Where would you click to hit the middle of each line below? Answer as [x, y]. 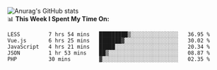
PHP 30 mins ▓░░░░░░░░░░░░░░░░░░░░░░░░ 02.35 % [109, 59]
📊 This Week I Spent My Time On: [58, 19]
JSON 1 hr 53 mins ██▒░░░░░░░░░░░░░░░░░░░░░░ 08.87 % [109, 53]
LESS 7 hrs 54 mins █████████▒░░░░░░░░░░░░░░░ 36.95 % [109, 35]
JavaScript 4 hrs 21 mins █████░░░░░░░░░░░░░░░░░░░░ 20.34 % [109, 47]
